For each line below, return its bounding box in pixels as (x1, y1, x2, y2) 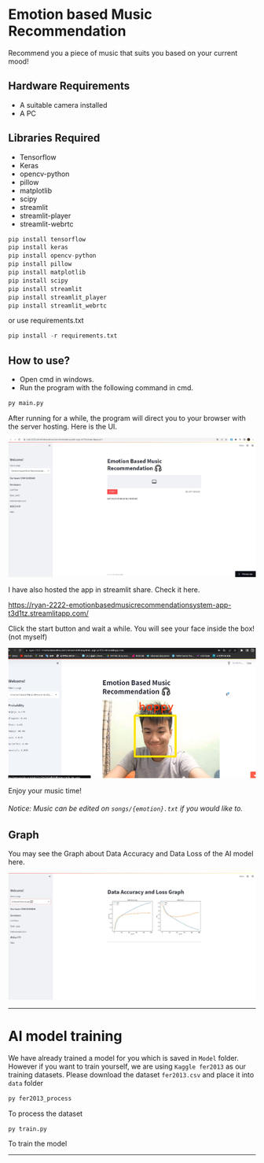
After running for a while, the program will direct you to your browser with (8, 414, 246, 422)
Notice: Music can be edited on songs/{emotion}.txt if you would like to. (8, 804, 244, 813)
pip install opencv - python (8, 252, 97, 260)
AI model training (8, 1027, 123, 1045)
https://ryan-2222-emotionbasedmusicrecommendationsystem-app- (8, 600, 232, 609)
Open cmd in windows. (19, 375, 94, 385)
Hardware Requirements (8, 79, 130, 93)
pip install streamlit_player (8, 293, 108, 301)
